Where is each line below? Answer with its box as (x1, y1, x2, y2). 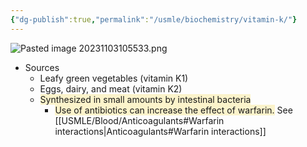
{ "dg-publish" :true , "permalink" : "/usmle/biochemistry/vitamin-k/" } (10, 14, 298, 25)
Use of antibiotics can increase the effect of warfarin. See (54, 104, 293, 116)
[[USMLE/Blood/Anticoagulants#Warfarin (54, 114, 225, 126)
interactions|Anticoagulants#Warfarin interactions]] (54, 125, 267, 137)
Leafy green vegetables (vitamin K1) (39, 72, 189, 84)
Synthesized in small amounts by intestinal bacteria (39, 93, 252, 105)
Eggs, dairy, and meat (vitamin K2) (39, 82, 183, 95)
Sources (24, 61, 60, 73)
